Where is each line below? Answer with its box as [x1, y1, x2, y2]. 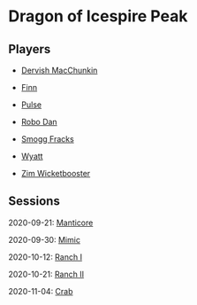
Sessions [8, 193, 61, 209]
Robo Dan [20, 117, 58, 127]
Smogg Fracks [20, 134, 74, 144]
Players [8, 42, 51, 57]
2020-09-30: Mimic [8, 234, 81, 245]
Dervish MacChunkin [20, 65, 98, 75]
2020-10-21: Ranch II [8, 269, 85, 279]
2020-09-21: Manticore [8, 217, 94, 228]
